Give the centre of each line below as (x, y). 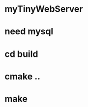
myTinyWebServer (44, 9)
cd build (21, 54)
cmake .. (22, 76)
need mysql (29, 32)
